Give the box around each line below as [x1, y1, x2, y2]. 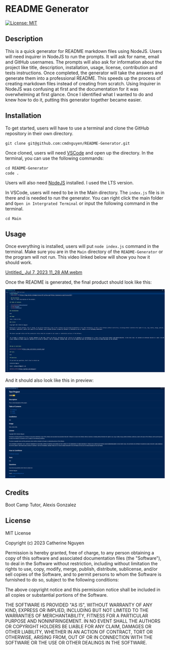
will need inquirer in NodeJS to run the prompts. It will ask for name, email [5, 53, 159, 59]
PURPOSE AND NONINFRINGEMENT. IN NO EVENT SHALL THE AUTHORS [5, 618, 161, 624]
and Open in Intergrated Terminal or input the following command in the [5, 200, 158, 206]
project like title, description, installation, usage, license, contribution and [5, 64, 158, 70]
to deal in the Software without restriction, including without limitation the [5, 560, 158, 567]
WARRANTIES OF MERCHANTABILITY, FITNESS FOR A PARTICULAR [5, 612, 148, 618]
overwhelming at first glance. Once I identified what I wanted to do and [5, 91, 153, 97]
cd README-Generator [5, 166, 49, 171]
